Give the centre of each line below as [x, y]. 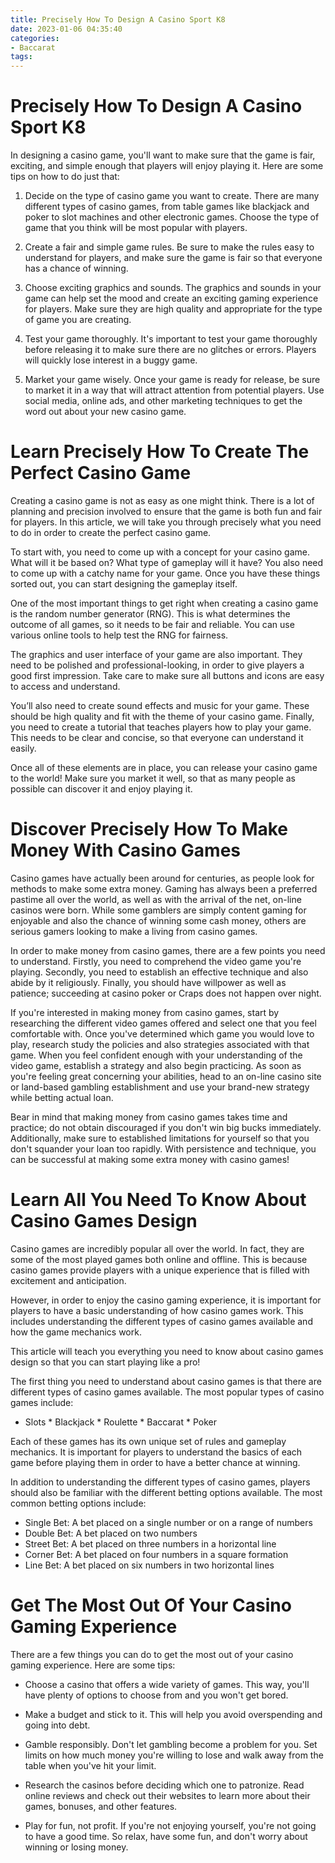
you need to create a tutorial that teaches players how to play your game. [161, 727]
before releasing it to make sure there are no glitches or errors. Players [170, 350]
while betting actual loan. [62, 1097]
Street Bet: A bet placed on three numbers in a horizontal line [150, 1543]
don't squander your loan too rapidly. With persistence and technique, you [163, 1148]
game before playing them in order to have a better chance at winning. [155, 1462]
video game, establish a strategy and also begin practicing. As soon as [156, 1065]
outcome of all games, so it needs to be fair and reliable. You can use [152, 624]
